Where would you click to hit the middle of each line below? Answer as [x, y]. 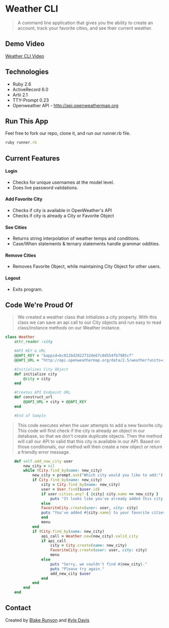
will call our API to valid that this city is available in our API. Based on [89, 441]
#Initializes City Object [41, 369]
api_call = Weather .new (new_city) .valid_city [90, 536]
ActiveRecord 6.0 [30, 89]
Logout [13, 278]
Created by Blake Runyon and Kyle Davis [47, 620]
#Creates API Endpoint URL [43, 393]
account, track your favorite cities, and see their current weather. [85, 28]
